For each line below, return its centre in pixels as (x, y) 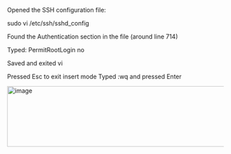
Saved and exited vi (35, 63)
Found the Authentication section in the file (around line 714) (93, 36)
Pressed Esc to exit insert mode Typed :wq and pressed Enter (95, 76)
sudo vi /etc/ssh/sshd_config (48, 23)
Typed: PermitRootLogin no (46, 50)
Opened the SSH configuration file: (57, 10)
